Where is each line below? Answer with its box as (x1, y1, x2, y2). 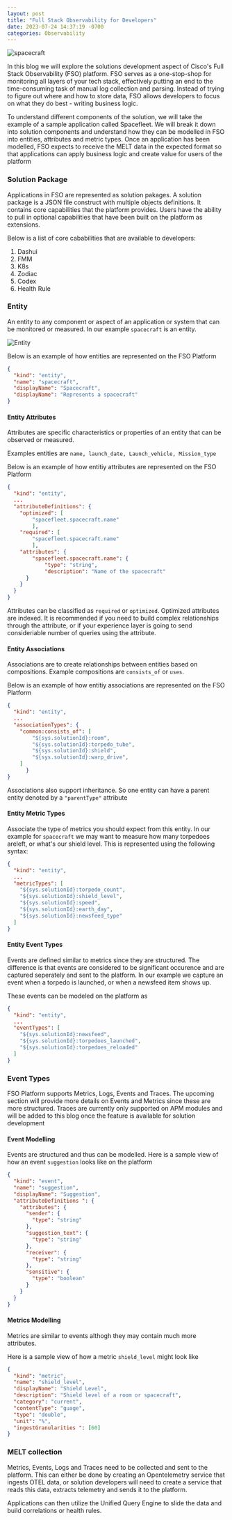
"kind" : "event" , (13, 1178, 64, 1185)
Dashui (17, 247, 38, 255)
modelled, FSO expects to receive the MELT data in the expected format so (7, 142, 222, 151)
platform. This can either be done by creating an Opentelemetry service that (7, 1470, 225, 1479)
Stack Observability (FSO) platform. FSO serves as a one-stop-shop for (7, 70, 212, 78)
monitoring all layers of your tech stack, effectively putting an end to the (7, 77, 213, 86)
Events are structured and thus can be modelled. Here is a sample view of (7, 1150, 219, 1159)
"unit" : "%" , (13, 1418, 51, 1424)
